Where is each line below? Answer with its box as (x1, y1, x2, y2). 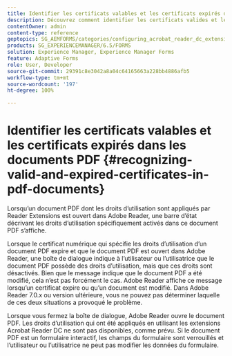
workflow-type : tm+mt (7, 74, 70, 81)
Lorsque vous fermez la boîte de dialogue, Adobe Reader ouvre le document (7, 312, 225, 320)
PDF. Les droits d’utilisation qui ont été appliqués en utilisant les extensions (7, 319, 221, 328)
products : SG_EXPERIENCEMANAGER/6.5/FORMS (7, 42, 131, 49)
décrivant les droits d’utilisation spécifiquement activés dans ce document (7, 219, 219, 228)
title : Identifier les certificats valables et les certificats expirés (7, 10, 221, 17)
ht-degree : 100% (7, 87, 54, 94)
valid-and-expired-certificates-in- (7, 167, 209, 183)
